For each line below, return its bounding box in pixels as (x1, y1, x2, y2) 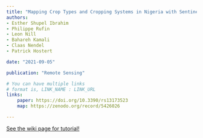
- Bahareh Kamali (6, 37, 50, 43)
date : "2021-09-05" (6, 58, 56, 65)
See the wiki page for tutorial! (6, 125, 80, 132)
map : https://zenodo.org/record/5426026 (17, 103, 120, 109)
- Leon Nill (6, 31, 36, 37)
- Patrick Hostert (6, 48, 53, 54)
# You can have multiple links (6, 81, 85, 87)
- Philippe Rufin (6, 25, 50, 32)
